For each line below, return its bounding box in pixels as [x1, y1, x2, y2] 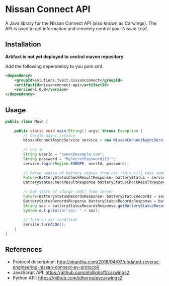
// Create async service [23, 133, 75, 138]
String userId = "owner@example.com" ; [23, 152, 105, 157]
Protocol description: [12, 258, 56, 265]
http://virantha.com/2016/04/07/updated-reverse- [57, 258, 161, 265]
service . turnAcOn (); [23, 222, 66, 227]
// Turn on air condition [23, 218, 78, 223]
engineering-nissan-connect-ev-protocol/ [12, 264, 100, 270]
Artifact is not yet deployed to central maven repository [5, 53, 124, 59]
